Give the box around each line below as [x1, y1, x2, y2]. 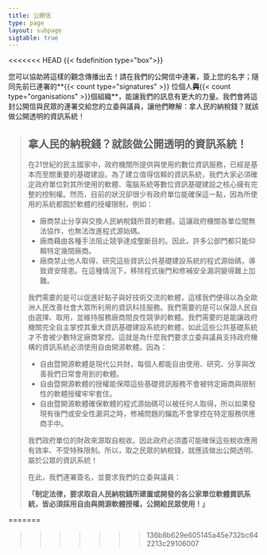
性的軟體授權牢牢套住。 [39, 389, 117, 399]
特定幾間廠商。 [46, 246, 96, 256]
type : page [8, 19, 44, 27]
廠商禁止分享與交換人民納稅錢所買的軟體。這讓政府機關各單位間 [39, 216, 249, 226]
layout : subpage [8, 26, 62, 34]
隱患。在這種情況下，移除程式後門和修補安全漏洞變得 [60, 266, 235, 276]
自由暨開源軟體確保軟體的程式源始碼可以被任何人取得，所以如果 [39, 399, 249, 409]
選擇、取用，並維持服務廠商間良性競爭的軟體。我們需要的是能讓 [34, 313, 244, 322]
